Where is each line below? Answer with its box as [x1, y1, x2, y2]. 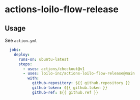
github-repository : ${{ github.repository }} [32, 81, 130, 86]
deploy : [14, 52, 30, 57]
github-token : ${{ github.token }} [32, 85, 108, 90]
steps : [18, 61, 33, 67]
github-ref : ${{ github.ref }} [32, 90, 99, 95]
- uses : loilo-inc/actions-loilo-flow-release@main [23, 71, 135, 76]
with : [27, 76, 39, 81]
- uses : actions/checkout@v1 [23, 66, 85, 71]
